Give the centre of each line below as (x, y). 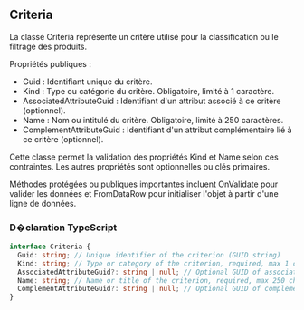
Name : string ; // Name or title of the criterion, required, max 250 (151, 280)
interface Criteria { (50, 247)
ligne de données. (43, 203)
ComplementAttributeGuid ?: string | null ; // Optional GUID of (139, 289)
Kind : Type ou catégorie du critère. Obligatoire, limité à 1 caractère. (148, 91)
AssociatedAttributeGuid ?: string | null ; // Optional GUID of (139, 272)
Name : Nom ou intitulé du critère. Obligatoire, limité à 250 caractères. (153, 120)
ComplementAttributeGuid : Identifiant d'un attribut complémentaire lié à (157, 130)
